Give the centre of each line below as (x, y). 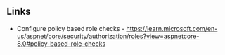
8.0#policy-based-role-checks (61, 43)
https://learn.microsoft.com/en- (172, 28)
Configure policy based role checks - (70, 28)
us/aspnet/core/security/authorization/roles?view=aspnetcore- (108, 36)
